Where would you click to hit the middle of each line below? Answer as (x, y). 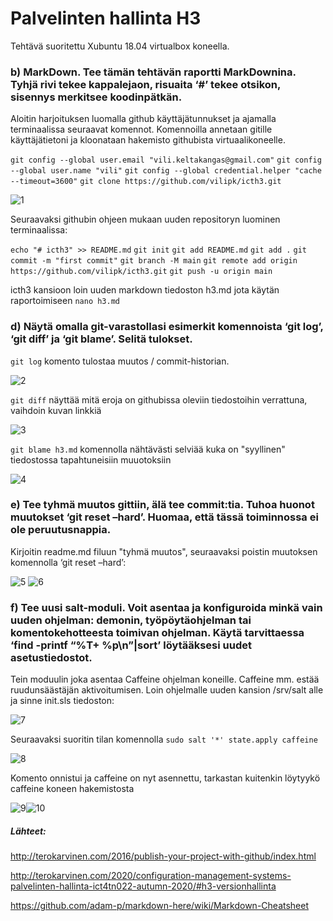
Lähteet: (28, 831)
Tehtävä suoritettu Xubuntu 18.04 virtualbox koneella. (120, 46)
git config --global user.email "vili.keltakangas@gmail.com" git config (166, 160)
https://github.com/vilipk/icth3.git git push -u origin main (141, 272)
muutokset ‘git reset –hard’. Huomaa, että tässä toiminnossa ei (164, 517)
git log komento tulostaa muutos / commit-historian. (120, 361)
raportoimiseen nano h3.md (65, 301)
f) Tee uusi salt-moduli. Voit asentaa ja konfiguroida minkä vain (166, 607)
